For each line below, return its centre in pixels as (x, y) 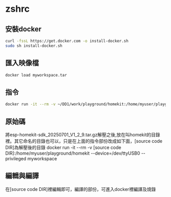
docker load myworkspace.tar (36, 75)
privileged (16, 158)
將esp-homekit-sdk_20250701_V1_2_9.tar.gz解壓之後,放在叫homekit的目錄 (83, 134)
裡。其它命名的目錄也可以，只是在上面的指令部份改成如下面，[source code (84, 141)
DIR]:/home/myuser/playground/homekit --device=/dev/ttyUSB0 (73, 153)
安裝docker (23, 29)
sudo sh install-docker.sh (34, 46)
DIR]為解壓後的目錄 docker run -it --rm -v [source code (63, 147)
